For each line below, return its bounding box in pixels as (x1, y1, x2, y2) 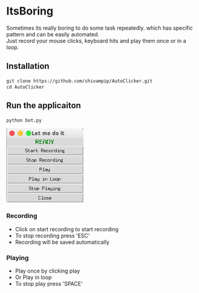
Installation (6, 61, 50, 71)
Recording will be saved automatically (15, 238, 110, 246)
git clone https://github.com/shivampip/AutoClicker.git (6, 77, 153, 84)
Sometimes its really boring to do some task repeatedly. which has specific (6, 24, 194, 31)
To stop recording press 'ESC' (15, 232, 90, 239)
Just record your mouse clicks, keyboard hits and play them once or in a (6, 37, 186, 44)
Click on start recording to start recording (15, 225, 119, 232)
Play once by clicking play (15, 268, 80, 275)
